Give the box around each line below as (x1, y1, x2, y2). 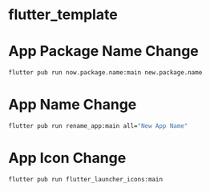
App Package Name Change (8, 42, 199, 61)
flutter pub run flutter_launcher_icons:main (8, 175, 163, 183)
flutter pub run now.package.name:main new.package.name (8, 69, 203, 77)
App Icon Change (8, 149, 127, 167)
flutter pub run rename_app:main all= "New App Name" (8, 121, 188, 129)
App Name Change (8, 96, 137, 113)
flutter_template (8, 6, 118, 24)
